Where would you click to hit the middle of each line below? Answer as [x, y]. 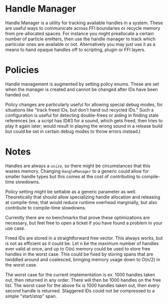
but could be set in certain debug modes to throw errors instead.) [73, 131]
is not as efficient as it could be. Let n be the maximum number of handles [82, 243]
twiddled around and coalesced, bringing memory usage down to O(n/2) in [83, 259]
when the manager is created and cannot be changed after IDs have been [82, 89]
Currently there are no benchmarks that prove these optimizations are [77, 217]
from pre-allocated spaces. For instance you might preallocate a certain [80, 33]
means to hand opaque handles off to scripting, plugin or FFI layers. [75, 49]
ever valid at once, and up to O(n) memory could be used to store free [78, 248]
